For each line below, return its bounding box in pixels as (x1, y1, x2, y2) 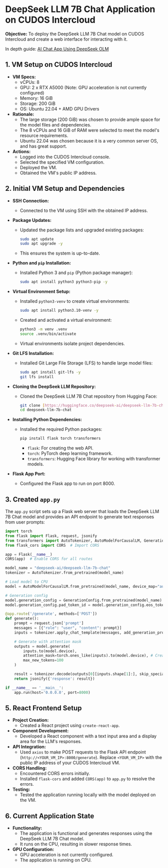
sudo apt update (19, 236, 54, 241)
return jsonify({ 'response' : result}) (14, 676, 95, 681)
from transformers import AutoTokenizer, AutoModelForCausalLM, (5, 538, 142, 543)
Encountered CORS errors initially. (19, 771, 90, 777)
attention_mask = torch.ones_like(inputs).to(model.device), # (23, 653, 153, 658)
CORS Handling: (12, 765, 47, 771)
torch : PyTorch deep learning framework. (27, 450, 113, 456)
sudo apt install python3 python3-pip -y (19, 280, 107, 285)
